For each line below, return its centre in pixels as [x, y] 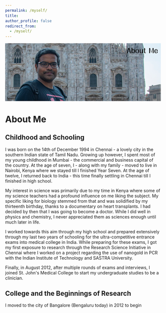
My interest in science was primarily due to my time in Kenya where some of [83, 190]
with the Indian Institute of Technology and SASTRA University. [69, 258]
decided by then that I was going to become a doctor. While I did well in [78, 211]
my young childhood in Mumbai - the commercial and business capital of [79, 160]
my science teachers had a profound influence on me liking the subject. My [82, 196]
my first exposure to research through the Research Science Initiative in [78, 247]
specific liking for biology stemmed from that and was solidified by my [77, 201]
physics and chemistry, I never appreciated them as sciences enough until [81, 217]
